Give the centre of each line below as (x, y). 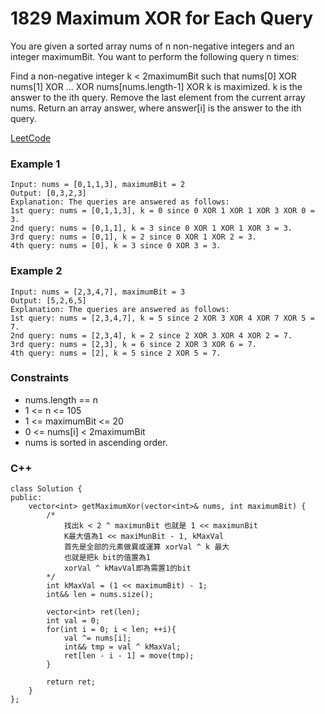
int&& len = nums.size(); (100, 595)
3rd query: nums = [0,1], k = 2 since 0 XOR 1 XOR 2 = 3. (133, 237)
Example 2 (36, 271)
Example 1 (35, 164)
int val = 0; (73, 621)
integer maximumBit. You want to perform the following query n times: (155, 56)
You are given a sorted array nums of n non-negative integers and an (152, 46)
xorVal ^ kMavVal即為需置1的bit (127, 568)
